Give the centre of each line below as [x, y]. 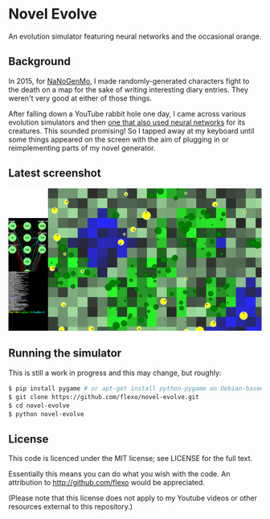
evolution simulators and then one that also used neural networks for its [127, 122]
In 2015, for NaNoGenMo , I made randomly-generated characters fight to [129, 80]
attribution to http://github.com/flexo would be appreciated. [106, 483]
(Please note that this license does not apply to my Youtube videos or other [133, 498]
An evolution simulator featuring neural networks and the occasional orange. [135, 36]
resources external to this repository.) [71, 507]
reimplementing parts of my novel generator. [82, 148]
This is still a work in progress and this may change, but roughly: [115, 373]
